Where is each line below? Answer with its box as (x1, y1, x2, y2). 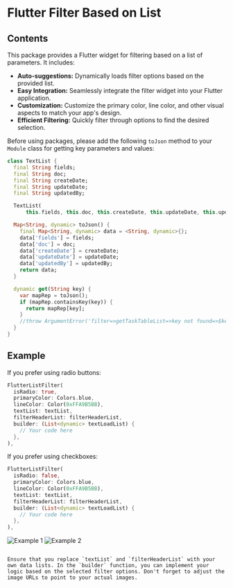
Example (7, 350, 46, 362)
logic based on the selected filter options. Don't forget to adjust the (7, 568, 225, 576)
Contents (7, 33, 49, 44)
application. (17, 94, 51, 102)
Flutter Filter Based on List (7, 5, 162, 21)
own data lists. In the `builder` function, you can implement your (7, 562, 209, 569)
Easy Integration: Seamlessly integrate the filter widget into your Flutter (17, 87, 223, 94)
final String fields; (13, 164, 76, 171)
